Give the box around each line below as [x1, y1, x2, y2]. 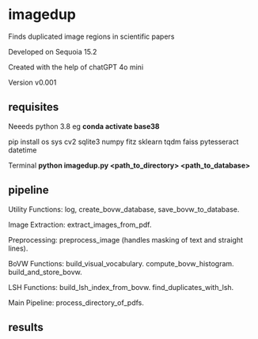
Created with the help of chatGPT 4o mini [8, 62, 144, 72]
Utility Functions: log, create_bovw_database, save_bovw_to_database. [8, 204, 240, 214]
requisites [8, 100, 59, 114]
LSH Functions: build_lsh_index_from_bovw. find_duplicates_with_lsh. [8, 282, 234, 292]
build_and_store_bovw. [8, 267, 82, 277]
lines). [8, 243, 28, 253]
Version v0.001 [8, 77, 57, 87]
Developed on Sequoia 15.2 [8, 47, 97, 56]
